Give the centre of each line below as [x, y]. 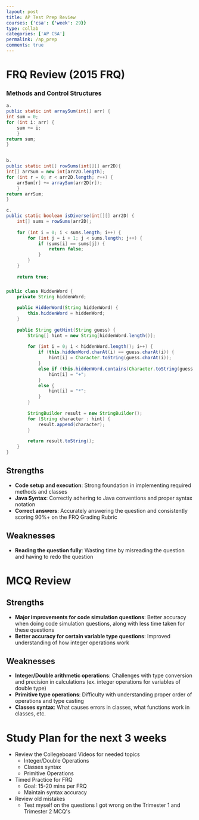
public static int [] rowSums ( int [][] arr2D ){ [63, 166]
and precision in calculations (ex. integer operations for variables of [98, 682]
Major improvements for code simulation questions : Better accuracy [100, 617]
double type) [30, 689]
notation [25, 504]
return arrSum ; [25, 194]
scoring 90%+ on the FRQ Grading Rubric [66, 517]
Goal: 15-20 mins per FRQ [55, 786]
